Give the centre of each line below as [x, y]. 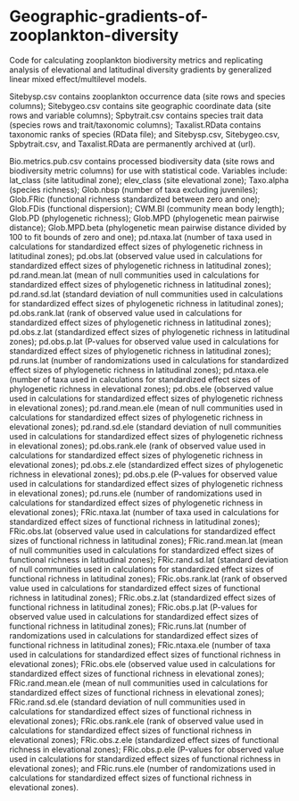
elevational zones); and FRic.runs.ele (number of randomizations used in [143, 768]
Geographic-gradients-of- [109, 17]
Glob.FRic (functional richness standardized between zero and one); [135, 199]
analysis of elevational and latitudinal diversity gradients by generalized [141, 70]
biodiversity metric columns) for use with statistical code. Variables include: [149, 171]
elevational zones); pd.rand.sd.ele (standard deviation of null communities [145, 427]
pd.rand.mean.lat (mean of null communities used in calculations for [134, 275]
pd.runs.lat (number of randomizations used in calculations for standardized [149, 360]
